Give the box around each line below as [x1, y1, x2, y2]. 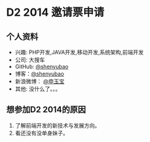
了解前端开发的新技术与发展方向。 [15, 121, 100, 129]
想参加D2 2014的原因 [6, 105, 86, 115]
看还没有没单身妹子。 [15, 129, 68, 137]
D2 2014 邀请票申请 [6, 5, 105, 19]
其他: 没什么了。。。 [15, 85, 61, 92]
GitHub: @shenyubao [15, 63, 68, 70]
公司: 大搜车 [15, 56, 45, 63]
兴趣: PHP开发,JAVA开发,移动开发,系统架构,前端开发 [15, 49, 144, 56]
